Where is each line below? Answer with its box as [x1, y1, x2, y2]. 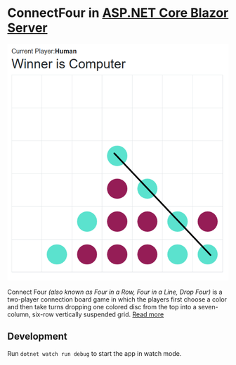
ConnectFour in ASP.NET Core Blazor [7, 5, 229, 21]
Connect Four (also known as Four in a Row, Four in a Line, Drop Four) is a [7, 287, 223, 296]
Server [7, 20, 48, 36]
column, [7, 310, 31, 318]
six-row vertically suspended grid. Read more [32, 310, 164, 318]
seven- [197, 302, 219, 311]
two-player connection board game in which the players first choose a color [7, 295, 227, 304]
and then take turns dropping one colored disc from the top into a [7, 302, 197, 311]
